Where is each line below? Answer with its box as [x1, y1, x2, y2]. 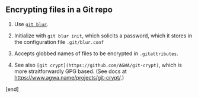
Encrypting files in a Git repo [5, 5, 113, 15]
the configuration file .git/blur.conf [14, 38, 104, 45]
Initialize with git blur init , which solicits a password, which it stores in [14, 32, 193, 39]
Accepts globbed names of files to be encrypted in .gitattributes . [14, 50, 178, 57]
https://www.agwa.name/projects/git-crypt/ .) [14, 74, 124, 81]
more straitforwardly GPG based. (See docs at [14, 68, 127, 75]
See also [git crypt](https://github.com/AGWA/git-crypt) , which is [14, 61, 182, 68]
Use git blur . [14, 20, 49, 27]
